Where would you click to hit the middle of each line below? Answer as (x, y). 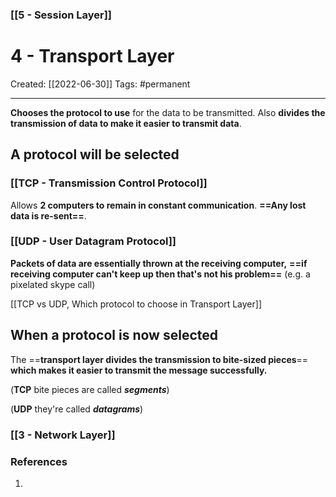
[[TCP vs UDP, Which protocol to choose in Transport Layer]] (136, 304)
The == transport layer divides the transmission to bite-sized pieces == (159, 359)
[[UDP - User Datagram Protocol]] (93, 241)
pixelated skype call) (53, 284)
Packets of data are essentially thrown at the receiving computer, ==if (159, 263)
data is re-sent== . (48, 215)
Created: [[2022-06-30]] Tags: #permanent (100, 84)
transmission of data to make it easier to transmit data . (126, 123)
